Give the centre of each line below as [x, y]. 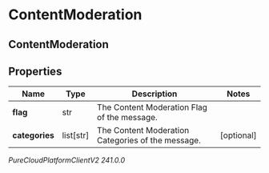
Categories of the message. [149, 140]
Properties [35, 71]
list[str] [76, 135]
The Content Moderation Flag [153, 107]
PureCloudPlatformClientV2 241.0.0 [67, 160]
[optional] [238, 135]
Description [155, 94]
